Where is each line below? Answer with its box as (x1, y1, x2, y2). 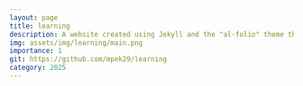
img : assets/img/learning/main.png (9, 38, 143, 47)
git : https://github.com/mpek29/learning (9, 55, 168, 64)
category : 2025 (9, 64, 67, 73)
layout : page (9, 13, 59, 22)
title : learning (9, 21, 70, 30)
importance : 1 (9, 47, 63, 56)
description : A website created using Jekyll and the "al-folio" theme (9, 30, 284, 39)
